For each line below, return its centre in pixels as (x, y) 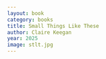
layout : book (26, 13)
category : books (30, 20)
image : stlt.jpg (30, 45)
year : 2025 (23, 39)
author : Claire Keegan (39, 32)
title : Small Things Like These (53, 26)
